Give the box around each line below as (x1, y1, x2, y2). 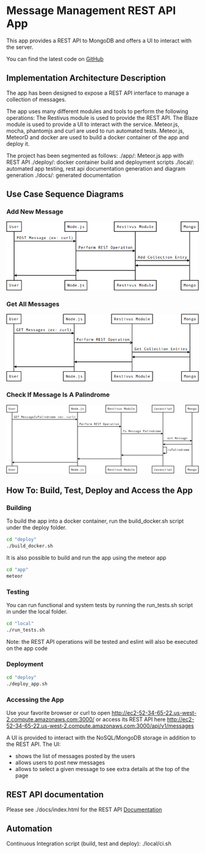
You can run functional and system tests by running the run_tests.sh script (6, 602, 193, 608)
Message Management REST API (6, 4, 176, 18)
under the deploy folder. (6, 524, 67, 531)
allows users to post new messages (15, 759, 106, 766)
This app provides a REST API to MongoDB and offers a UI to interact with (6, 37, 192, 44)
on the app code (6, 644, 48, 652)
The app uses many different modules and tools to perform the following (6, 108, 189, 115)
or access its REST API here (95, 716, 166, 723)
